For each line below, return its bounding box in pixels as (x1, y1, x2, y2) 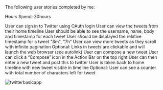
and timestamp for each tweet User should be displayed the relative (5, 34, 142, 39)
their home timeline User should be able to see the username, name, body (5, 28, 155, 34)
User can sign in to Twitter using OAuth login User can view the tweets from (5, 23, 158, 29)
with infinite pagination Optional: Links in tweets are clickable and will (5, 44, 145, 49)
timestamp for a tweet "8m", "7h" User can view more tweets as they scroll (5, 39, 157, 45)
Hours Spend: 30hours (5, 14, 51, 19)
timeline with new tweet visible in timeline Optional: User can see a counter (5, 65, 157, 70)
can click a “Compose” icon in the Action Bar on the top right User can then (5, 54, 158, 60)
